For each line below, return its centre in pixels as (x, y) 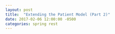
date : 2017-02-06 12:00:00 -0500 (41, 19)
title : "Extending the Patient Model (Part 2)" (58, 14)
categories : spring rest (32, 24)
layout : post (19, 10)
